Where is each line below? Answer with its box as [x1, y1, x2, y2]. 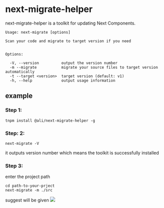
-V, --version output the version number [10, 60, 118, 66]
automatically [5, 69, 35, 74]
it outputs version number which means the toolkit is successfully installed [5, 149, 159, 156]
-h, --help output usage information [10, 78, 115, 83]
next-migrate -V [5, 141, 39, 146]
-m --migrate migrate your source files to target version [10, 65, 158, 70]
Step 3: [5, 162, 24, 169]
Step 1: [5, 107, 22, 114]
